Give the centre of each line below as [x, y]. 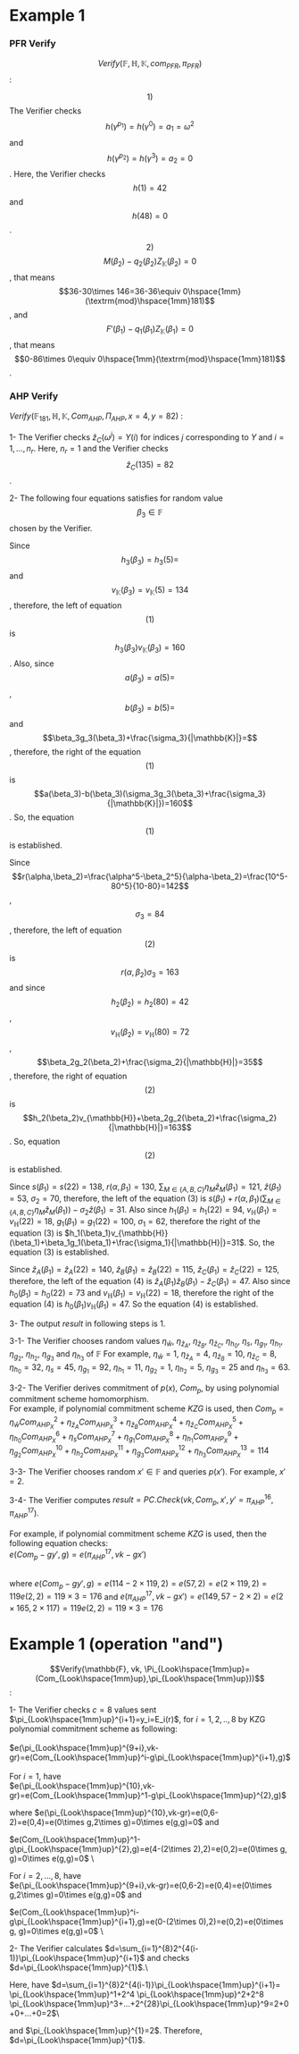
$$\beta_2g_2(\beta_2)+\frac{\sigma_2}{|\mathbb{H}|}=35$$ [150, 1061]
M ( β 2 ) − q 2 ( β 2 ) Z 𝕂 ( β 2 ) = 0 [150, 262]
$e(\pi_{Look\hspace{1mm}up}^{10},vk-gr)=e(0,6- [126, 1813]
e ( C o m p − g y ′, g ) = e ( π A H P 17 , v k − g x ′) [78, 1555]
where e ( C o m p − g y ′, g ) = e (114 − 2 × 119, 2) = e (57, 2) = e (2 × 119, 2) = [138, 1584]
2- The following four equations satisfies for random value [116, 498]
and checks [168, 1958]
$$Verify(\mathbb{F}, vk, [96, 1669]
